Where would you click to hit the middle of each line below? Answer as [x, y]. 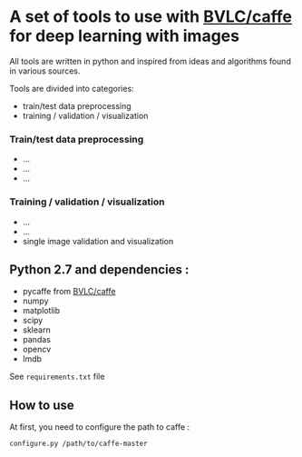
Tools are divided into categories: [72, 88]
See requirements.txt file [57, 377]
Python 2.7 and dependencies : [99, 269]
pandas [37, 340]
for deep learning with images [125, 36]
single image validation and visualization [98, 241]
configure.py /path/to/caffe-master [78, 444]
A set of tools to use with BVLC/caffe [151, 17]
